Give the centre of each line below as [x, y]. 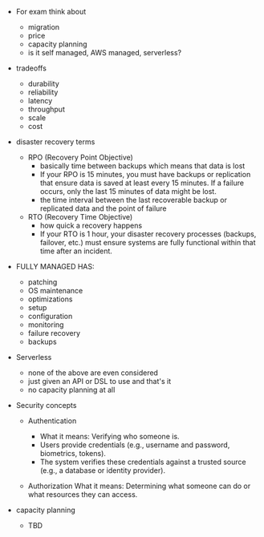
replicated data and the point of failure [103, 208]
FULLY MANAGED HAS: [55, 266]
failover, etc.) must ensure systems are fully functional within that [148, 242]
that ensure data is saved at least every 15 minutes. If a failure [142, 183]
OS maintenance [55, 291]
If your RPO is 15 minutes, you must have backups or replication [145, 174]
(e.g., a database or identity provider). [103, 470]
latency [40, 101]
